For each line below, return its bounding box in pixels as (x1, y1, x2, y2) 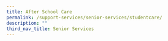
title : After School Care (6, 8, 72, 15)
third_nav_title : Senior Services (6, 25, 95, 32)
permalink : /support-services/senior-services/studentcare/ (6, 14, 163, 20)
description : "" (6, 20, 48, 26)
